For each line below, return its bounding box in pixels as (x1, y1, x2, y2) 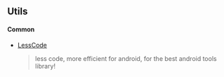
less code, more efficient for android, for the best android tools (34, 54, 217, 62)
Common (7, 24, 35, 34)
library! (34, 62, 56, 70)
